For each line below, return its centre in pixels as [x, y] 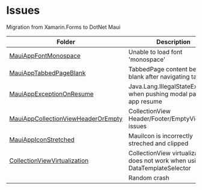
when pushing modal [158, 94]
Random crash [149, 177]
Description [173, 41]
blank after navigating [159, 77]
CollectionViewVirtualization [49, 161]
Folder [66, 41]
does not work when [157, 161]
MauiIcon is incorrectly [161, 135]
